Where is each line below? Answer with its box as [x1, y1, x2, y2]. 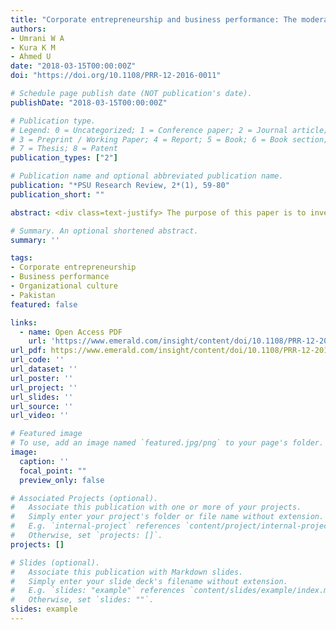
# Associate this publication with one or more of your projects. [10, 502, 302, 513]
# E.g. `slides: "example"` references [10, 586, 186, 596]
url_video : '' [10, 411, 70, 421]
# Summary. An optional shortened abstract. [10, 226, 199, 236]
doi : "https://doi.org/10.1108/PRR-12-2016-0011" [10, 71, 222, 81]
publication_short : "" [10, 189, 105, 200]
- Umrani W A [10, 33, 65, 43]
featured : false [10, 299, 78, 310]
